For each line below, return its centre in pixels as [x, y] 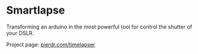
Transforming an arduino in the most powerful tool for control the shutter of [99, 27]
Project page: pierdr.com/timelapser [51, 45]
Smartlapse [36, 10]
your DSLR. [20, 33]
